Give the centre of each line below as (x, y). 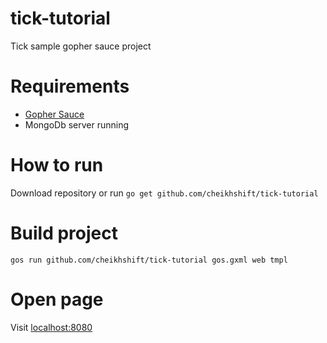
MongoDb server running (77, 124)
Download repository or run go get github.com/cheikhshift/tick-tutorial (164, 193)
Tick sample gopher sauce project (81, 46)
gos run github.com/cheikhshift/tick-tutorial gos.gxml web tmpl (149, 260)
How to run (57, 165)
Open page (57, 299)
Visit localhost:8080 (51, 327)
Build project (64, 233)
